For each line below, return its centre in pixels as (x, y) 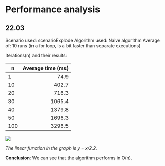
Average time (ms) (46, 68)
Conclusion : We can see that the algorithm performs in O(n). (69, 158)
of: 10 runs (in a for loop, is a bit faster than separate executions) (73, 46)
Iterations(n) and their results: (36, 55)
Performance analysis (53, 9)
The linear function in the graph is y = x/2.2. (51, 148)
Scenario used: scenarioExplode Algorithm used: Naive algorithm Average (82, 40)
